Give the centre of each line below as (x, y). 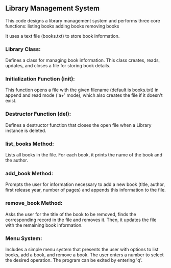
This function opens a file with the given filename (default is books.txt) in (82, 90)
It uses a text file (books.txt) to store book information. (63, 36)
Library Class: (23, 49)
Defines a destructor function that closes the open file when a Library (78, 125)
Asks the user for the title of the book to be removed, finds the (71, 214)
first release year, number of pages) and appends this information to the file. (86, 190)
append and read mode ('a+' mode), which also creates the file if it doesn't (84, 95)
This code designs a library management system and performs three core (83, 20)
